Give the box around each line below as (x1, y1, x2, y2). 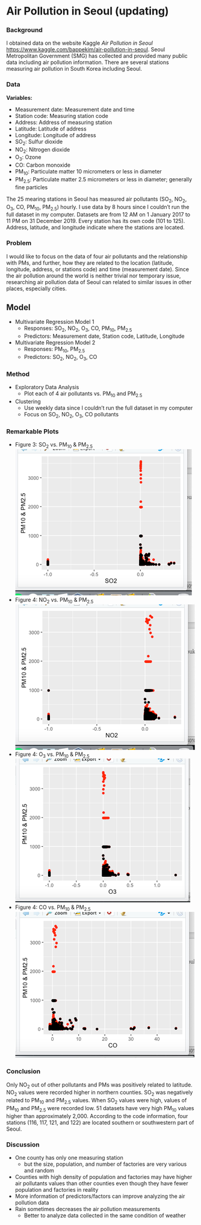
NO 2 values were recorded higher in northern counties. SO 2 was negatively (6, 1089, 193, 1097)
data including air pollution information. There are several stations (6, 59, 170, 66)
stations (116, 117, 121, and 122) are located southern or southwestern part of (6, 1119, 194, 1126)
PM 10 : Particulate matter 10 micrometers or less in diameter (14, 168, 162, 176)
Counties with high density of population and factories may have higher (14, 1174, 193, 1181)
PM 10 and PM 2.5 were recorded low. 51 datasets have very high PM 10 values (6, 1104, 194, 1113)
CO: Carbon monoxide (14, 161, 71, 169)
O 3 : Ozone (14, 154, 42, 163)
